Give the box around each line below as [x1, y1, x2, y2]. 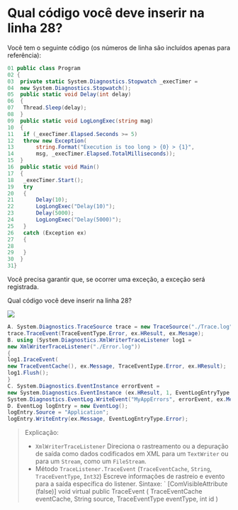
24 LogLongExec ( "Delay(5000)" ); [7, 216, 122, 224]
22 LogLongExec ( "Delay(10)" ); [7, 203, 115, 210]
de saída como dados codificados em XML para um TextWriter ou [35, 450, 229, 458]
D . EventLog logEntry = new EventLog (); [7, 402, 129, 409]
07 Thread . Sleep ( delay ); [7, 104, 87, 111]
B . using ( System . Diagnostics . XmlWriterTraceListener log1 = [7, 336, 192, 344]
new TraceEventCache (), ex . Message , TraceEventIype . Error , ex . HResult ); [7, 363, 227, 370]
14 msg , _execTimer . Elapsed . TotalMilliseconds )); [7, 150, 176, 157]
